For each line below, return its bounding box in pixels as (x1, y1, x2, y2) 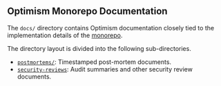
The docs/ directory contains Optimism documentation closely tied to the (7, 23, 215, 32)
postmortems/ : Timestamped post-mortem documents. (17, 58, 171, 66)
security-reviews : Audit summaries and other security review (17, 65, 193, 73)
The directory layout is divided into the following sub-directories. (7, 44, 191, 52)
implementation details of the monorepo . (7, 31, 123, 39)
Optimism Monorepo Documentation (7, 6, 168, 17)
